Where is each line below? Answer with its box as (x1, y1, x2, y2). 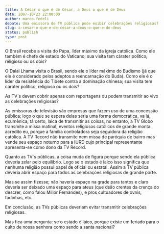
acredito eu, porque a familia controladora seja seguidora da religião (5, 129, 143, 134)
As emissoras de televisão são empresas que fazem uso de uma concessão (5, 107, 158, 113)
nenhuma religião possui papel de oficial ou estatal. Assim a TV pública (5, 164, 149, 170)
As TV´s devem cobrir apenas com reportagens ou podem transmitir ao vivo (5, 93, 159, 99)
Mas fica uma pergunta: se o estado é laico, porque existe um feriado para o (5, 219, 159, 225)
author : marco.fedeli (5, 16, 49, 21)
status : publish (5, 30, 38, 35)
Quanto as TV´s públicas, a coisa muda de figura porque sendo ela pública (5, 154, 156, 159)
